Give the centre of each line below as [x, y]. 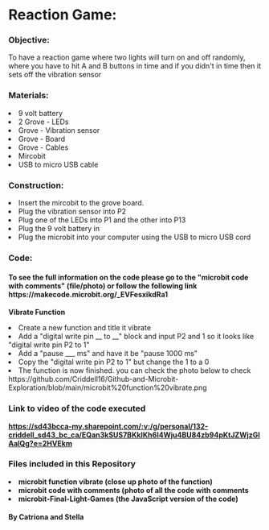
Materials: [29, 96]
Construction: [36, 185]
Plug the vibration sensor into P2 [73, 212]
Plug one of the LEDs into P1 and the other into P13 [102, 220]
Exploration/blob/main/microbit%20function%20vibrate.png [108, 387]
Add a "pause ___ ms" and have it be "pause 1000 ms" [108, 354]
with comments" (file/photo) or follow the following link [103, 286]
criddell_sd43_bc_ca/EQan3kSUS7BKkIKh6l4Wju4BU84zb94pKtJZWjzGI [134, 435]
